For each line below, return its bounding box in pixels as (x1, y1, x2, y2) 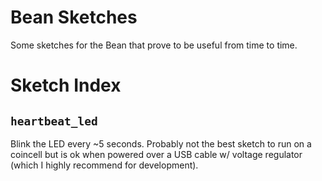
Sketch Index (10, 74, 122, 97)
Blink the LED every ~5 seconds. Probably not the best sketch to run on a (10, 137, 312, 150)
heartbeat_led (10, 114, 98, 128)
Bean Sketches (10, 6, 138, 29)
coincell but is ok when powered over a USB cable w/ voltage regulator (10, 148, 303, 160)
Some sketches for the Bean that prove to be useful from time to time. (10, 39, 298, 51)
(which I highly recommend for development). (10, 159, 199, 171)
